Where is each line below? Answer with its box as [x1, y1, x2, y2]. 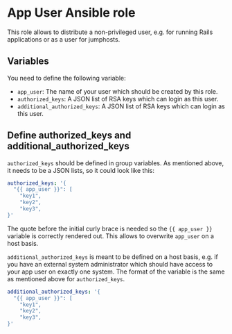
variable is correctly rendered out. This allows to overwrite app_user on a [7, 231, 215, 240]
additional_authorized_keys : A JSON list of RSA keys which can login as [17, 102, 225, 110]
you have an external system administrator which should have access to [7, 260, 213, 268]
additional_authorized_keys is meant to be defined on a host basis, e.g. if [7, 252, 218, 261]
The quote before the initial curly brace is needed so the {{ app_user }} [7, 224, 213, 233]
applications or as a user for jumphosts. [7, 35, 121, 43]
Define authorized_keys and [7, 130, 132, 142]
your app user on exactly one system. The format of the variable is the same [7, 267, 225, 276]
